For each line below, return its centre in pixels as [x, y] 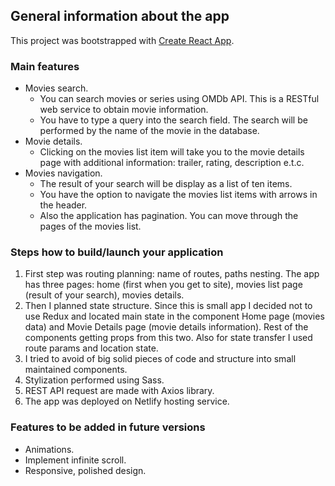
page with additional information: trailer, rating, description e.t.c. [172, 163]
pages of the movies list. [90, 226]
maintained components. [76, 370]
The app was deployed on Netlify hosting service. [127, 401]
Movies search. [56, 88]
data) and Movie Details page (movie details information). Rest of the [166, 327]
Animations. [49, 449]
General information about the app [120, 16]
